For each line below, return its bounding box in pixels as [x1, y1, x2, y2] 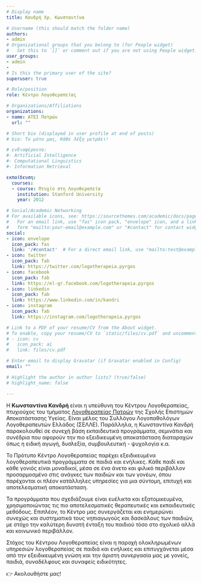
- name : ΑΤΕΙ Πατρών [6, 114, 58, 120]
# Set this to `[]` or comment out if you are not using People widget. [6, 47, 198, 54]
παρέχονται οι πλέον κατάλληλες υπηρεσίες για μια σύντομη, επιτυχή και [6, 477, 192, 484]
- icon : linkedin [6, 286, 50, 292]
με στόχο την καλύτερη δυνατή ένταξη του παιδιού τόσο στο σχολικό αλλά [6, 520, 195, 528]
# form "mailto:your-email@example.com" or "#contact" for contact [6, 224, 185, 230]
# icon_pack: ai [6, 341, 52, 347]
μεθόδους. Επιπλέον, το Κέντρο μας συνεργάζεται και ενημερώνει [6, 508, 173, 515]
